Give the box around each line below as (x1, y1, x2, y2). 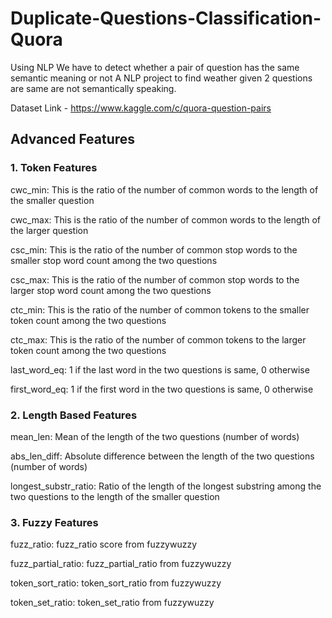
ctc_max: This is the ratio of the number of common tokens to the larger (10, 333, 307, 346)
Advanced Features (10, 131, 136, 148)
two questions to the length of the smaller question (10, 490, 220, 502)
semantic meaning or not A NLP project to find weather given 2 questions (10, 72, 313, 84)
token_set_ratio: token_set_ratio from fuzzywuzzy (10, 597, 215, 609)
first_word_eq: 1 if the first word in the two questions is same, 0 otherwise (10, 383, 314, 395)
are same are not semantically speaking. (10, 82, 177, 94)
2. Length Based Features (10, 408, 138, 422)
